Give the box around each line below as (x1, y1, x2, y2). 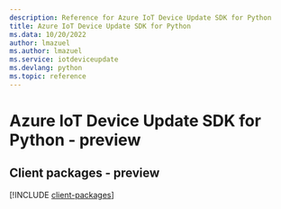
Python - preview (9, 130, 141, 150)
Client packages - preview (9, 166, 160, 181)
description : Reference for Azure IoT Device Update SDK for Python (9, 13, 272, 23)
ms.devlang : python (9, 64, 83, 73)
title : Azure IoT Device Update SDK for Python (9, 22, 192, 31)
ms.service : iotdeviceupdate (9, 55, 119, 64)
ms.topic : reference (9, 72, 87, 81)
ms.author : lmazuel (9, 47, 83, 56)
